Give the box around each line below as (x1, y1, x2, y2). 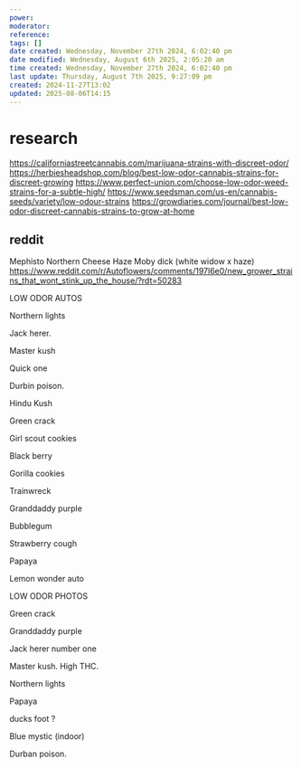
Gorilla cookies (9, 468, 65, 479)
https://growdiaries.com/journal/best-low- (131, 196, 289, 207)
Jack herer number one (9, 643, 97, 654)
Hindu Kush (9, 398, 52, 409)
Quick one (9, 363, 48, 374)
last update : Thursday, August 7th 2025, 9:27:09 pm (9, 72, 212, 81)
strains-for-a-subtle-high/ (9, 186, 106, 197)
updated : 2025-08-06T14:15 (9, 89, 111, 98)
